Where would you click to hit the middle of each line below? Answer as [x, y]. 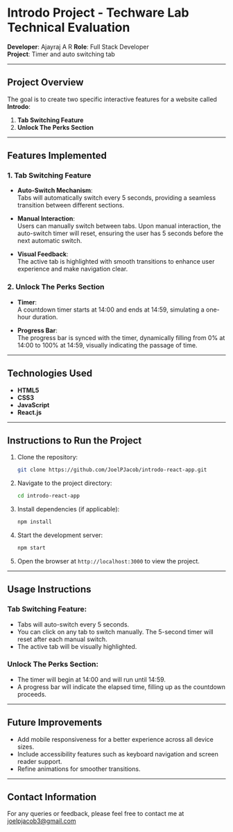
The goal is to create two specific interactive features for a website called [112, 99]
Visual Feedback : [43, 254]
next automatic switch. [50, 241]
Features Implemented [57, 156]
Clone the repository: [48, 457]
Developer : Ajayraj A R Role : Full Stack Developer [78, 46]
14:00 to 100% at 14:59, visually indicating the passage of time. [107, 345]
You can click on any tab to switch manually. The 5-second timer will [115, 631]
